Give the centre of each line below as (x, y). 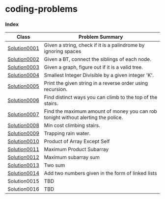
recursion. (56, 89)
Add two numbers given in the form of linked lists (100, 174)
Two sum (55, 165)
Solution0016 (23, 189)
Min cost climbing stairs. (72, 125)
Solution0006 (23, 100)
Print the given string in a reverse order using (96, 83)
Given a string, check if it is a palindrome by (94, 45)
